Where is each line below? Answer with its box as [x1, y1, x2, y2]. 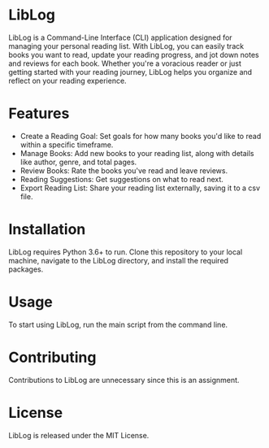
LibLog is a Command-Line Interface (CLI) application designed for [8, 33, 233, 42]
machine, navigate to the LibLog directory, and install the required [8, 255, 229, 265]
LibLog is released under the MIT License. [8, 430, 150, 440]
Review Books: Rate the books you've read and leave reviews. [20, 165, 228, 176]
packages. [8, 264, 44, 274]
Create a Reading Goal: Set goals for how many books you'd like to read [20, 131, 262, 141]
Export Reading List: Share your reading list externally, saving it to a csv [20, 183, 261, 193]
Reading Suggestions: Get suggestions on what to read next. [20, 174, 223, 184]
